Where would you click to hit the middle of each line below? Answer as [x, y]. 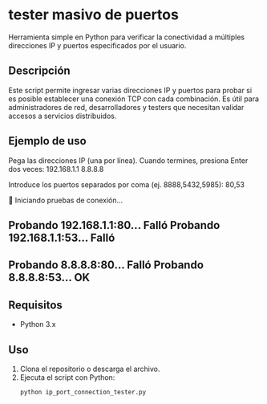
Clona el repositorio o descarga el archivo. [90, 369]
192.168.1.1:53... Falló [62, 237]
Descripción [39, 71]
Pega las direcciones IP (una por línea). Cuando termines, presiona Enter [128, 160]
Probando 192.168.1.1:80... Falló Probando [114, 225]
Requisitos [35, 305]
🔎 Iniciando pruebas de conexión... [66, 200]
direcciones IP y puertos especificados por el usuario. [97, 45]
